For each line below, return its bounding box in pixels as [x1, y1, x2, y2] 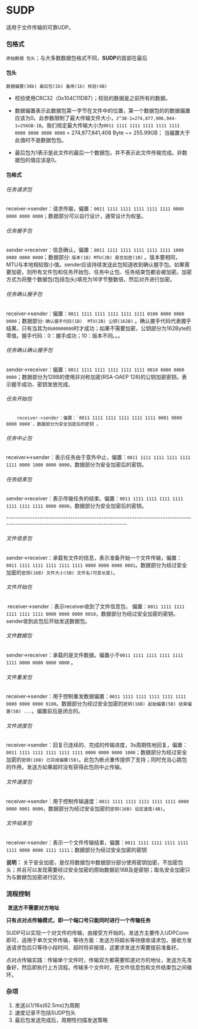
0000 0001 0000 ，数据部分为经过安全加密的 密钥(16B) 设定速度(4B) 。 [6, 805, 169, 812]
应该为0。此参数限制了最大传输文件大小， [14, 114, 117, 121]
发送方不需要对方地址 [7, 904, 60, 911]
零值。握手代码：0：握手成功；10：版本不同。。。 [6, 332, 124, 339]
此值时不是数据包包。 [14, 137, 67, 144]
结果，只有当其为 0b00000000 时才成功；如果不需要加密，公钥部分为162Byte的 [6, 325, 192, 332]
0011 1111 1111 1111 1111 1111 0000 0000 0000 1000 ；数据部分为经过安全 [6, 749, 187, 756]
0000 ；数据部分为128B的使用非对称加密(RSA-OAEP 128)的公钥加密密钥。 [6, 373, 182, 380]
